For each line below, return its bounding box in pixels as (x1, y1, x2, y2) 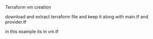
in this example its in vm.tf (5, 29, 59, 34)
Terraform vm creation (5, 4, 51, 10)
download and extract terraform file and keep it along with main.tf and (5, 14, 149, 19)
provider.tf (5, 19, 26, 25)
